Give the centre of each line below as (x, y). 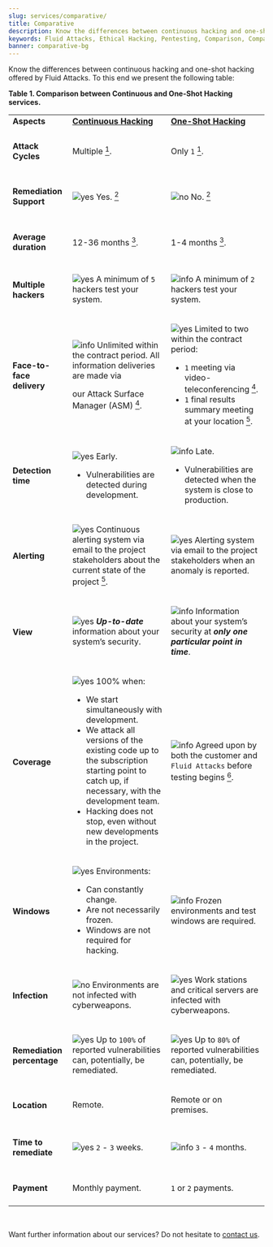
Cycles (26, 156)
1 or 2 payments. (202, 1188)
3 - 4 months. (221, 1147)
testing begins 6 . (202, 777)
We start (102, 699)
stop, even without (121, 821)
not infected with (104, 995)
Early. (107, 456)
